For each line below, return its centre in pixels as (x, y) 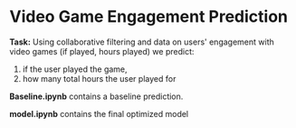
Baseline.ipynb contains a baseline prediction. (96, 96)
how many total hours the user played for (99, 78)
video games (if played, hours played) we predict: (102, 51)
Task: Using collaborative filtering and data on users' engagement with (142, 42)
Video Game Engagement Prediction (148, 17)
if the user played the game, (75, 69)
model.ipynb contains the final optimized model (99, 113)
